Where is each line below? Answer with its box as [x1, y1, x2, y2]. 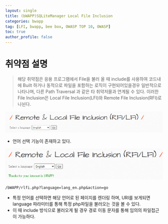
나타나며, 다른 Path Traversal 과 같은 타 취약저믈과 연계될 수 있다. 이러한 [17, 88, 159, 94]
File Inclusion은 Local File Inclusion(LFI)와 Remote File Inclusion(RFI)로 [17, 94, 162, 100]
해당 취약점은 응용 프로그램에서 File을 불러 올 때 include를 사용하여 [17, 76, 148, 82]
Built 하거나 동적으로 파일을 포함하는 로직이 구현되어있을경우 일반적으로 [22, 82, 161, 88]
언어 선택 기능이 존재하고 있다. [12, 138, 71, 144]
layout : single [5, 8, 37, 13]
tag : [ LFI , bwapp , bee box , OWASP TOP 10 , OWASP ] [5, 24, 111, 29]
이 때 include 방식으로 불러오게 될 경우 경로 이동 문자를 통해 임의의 [12, 207, 142, 213]
